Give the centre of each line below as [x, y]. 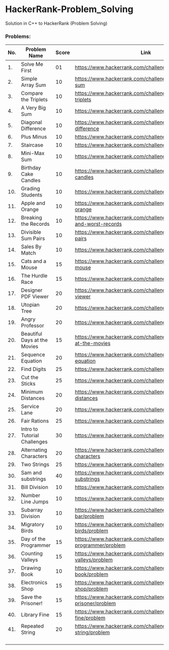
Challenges [34, 442]
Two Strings [35, 465]
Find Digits [33, 369]
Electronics [34, 583]
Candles [31, 180]
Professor [32, 326]
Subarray [32, 510]
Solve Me [32, 64]
